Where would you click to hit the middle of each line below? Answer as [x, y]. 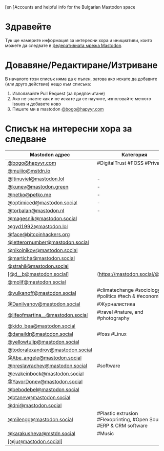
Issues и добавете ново [36, 104]
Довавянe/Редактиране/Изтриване [81, 65]
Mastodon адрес [50, 154]
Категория [134, 154]
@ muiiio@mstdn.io [29, 171]
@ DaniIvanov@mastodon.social [44, 304]
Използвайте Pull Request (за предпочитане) [59, 93]
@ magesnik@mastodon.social [42, 218]
